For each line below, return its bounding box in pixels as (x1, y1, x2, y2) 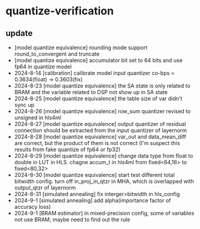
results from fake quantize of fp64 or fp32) (14, 146, 121, 153)
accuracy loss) (14, 203, 51, 210)
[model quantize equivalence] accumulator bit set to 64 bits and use (14, 57, 183, 64)
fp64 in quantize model (14, 63, 72, 70)
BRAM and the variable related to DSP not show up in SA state (14, 89, 168, 95)
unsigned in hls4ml (14, 114, 62, 121)
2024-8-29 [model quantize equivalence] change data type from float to (14, 152, 193, 159)
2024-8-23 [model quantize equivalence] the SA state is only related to (14, 82, 191, 89)
